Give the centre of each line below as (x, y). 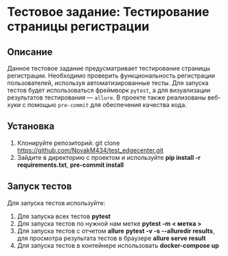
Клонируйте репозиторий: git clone (68, 143)
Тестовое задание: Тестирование (108, 12)
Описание (30, 52)
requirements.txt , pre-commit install (70, 165)
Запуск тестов (39, 186)
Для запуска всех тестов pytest (64, 216)
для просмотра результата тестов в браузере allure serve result (111, 238)
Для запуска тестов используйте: (56, 202)
